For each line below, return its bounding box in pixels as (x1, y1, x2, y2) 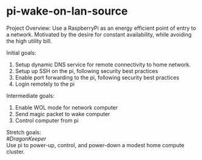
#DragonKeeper (6, 135, 47, 142)
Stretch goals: (6, 128, 41, 136)
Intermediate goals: (6, 92, 55, 99)
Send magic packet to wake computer (15, 110, 110, 117)
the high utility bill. (6, 37, 52, 44)
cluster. (6, 148, 25, 155)
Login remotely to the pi (15, 80, 75, 88)
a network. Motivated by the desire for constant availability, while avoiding (6, 30, 192, 38)
